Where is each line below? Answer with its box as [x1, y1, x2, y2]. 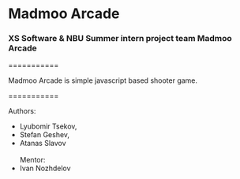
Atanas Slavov [19, 139, 66, 148]
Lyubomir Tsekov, [19, 121, 77, 131]
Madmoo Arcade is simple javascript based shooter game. [8, 76, 198, 85]
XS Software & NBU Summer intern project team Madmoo [8, 33, 233, 44]
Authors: [8, 106, 36, 116]
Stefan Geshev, [19, 130, 69, 140]
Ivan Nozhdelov [19, 163, 71, 173]
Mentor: [19, 155, 46, 165]
